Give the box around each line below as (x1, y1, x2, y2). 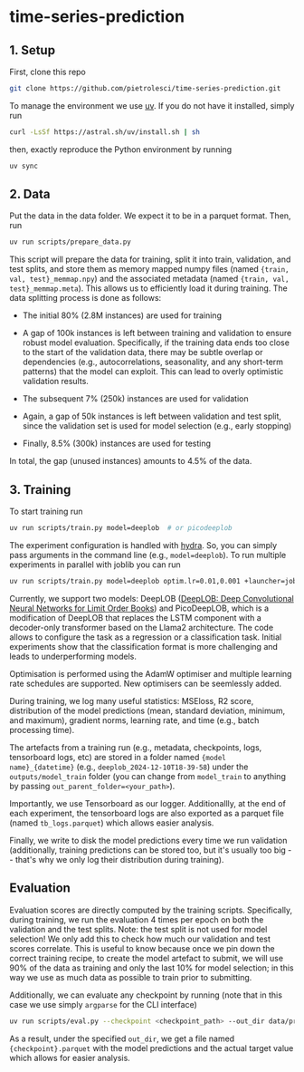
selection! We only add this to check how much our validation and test (9, 933, 271, 944)
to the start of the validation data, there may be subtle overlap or (22, 347, 263, 358)
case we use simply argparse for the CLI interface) (9, 999, 197, 1009)
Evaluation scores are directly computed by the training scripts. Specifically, (9, 904, 293, 915)
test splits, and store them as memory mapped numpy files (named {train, (9, 264, 290, 275)
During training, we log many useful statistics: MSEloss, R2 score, (9, 695, 254, 706)
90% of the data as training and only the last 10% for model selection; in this (9, 962, 294, 973)
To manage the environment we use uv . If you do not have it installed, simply (9, 100, 295, 111)
